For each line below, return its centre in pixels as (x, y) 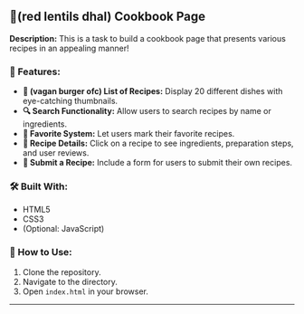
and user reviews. (56, 153)
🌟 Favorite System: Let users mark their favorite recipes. (128, 134)
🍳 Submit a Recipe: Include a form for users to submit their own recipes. (157, 163)
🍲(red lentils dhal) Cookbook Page (108, 17)
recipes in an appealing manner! (69, 48)
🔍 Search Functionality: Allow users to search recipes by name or (147, 111)
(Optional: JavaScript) (63, 229)
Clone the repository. (62, 271)
